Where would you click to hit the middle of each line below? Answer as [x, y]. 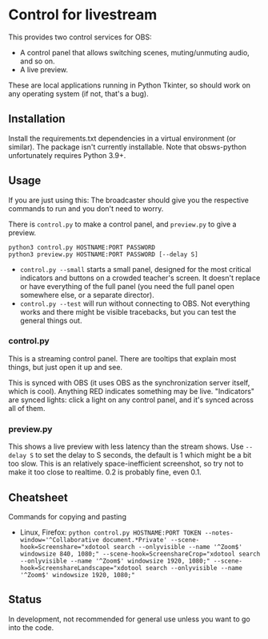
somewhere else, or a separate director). [87, 295]
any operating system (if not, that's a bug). [79, 93]
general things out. [51, 320]
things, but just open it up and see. [65, 367]
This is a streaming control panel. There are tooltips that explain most [122, 358]
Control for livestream [83, 15]
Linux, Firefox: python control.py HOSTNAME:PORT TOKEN [110, 532]
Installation [37, 119]
